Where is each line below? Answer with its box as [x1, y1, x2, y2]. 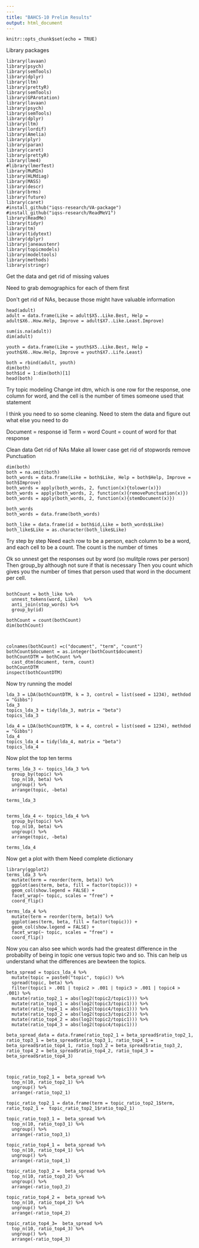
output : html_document [6, 20, 63, 26]
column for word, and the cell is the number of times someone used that [6, 392, 184, 399]
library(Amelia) [6, 132, 47, 138]
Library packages [6, 47, 50, 54]
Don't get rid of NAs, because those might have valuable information [6, 296, 175, 303]
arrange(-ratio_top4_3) [11, 1236, 71, 1243]
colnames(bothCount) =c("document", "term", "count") [6, 643, 143, 649]
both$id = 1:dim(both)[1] [6, 370, 71, 377]
